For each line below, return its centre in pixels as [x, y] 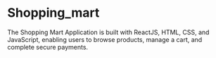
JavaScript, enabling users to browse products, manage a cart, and [105, 39]
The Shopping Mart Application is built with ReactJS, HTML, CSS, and [108, 32]
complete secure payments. [48, 47]
